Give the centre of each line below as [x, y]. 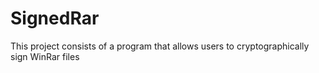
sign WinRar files [45, 56]
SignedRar [55, 18]
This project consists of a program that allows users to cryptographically [160, 46]
